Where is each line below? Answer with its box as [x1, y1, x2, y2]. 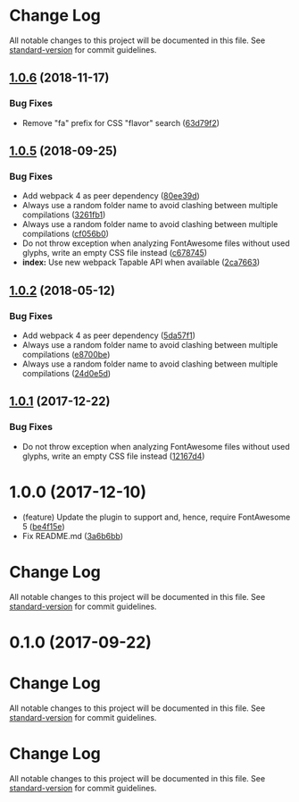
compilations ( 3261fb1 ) [21, 209, 106, 220]
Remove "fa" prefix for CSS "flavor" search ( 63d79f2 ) [21, 117, 220, 128]
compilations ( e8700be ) [21, 350, 111, 359]
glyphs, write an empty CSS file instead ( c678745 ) [21, 248, 208, 258]
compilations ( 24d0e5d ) [21, 368, 112, 378]
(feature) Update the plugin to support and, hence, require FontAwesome [21, 511, 291, 522]
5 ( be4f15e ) [21, 520, 65, 532]
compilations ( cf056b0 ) [21, 229, 110, 240]
